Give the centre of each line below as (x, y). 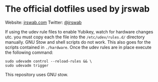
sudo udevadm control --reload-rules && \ (48, 61)
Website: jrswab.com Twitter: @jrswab (43, 22)
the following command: (29, 52)
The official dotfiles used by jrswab (77, 9)
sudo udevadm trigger (27, 66)
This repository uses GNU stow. (37, 74)
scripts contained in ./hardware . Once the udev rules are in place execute (78, 47)
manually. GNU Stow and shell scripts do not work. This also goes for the (78, 42)
